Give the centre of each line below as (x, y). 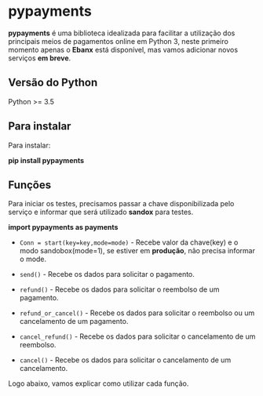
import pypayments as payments (63, 227)
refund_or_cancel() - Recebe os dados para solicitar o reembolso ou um (137, 313)
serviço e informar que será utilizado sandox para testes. (101, 212)
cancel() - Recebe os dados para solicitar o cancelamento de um (125, 360)
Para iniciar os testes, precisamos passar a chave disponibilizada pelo (121, 204)
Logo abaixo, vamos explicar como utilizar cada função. (99, 383)
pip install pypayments (46, 160)
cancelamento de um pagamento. (74, 322)
